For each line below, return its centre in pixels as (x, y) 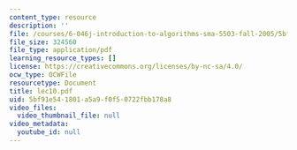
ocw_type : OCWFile (43, 75)
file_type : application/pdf (61, 50)
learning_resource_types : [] (63, 58)
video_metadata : (39, 124)
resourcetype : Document (53, 83)
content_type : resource (53, 17)
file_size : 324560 (43, 42)
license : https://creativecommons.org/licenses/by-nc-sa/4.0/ (126, 67)
